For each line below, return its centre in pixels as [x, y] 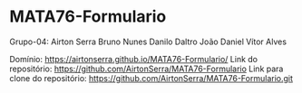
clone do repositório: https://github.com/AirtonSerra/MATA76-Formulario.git [151, 78]
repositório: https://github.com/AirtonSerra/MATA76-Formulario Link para [146, 69]
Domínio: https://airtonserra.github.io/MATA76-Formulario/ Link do [134, 59]
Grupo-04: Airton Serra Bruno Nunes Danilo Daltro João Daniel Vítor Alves [148, 42]
